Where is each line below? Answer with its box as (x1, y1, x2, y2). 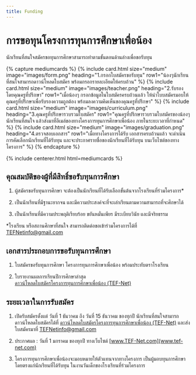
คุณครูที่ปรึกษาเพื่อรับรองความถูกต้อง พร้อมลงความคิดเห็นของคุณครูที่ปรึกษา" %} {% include (6, 98, 190, 105)
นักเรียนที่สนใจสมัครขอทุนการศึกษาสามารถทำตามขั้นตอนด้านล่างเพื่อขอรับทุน (6, 53, 152, 60)
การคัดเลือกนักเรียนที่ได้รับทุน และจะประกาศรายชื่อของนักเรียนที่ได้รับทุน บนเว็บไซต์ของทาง (6, 136, 180, 143)
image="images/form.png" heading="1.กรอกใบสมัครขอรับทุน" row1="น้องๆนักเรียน (6, 71, 189, 78)
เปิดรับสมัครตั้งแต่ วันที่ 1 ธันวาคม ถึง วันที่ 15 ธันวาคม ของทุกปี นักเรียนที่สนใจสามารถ (14, 312, 180, 319)
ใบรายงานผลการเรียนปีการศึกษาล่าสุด (14, 273, 86, 280)
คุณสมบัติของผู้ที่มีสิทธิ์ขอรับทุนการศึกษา (6, 171, 119, 181)
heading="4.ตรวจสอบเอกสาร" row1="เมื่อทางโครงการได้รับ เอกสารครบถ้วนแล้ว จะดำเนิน (6, 130, 185, 137)
